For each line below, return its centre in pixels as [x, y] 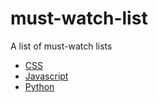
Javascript [46, 76]
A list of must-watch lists [61, 46]
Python [39, 86]
